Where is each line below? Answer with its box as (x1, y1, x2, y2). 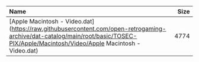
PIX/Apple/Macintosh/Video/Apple (9, 39, 105, 47)
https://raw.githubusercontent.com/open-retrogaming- (11, 25, 166, 33)
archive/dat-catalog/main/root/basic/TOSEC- (9, 32, 137, 40)
